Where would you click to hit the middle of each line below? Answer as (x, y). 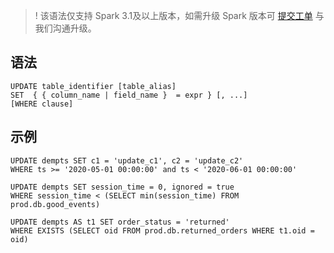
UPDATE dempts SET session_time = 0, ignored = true (122, 187)
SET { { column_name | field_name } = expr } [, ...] (129, 95)
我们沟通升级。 (65, 28)
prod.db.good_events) (55, 204)
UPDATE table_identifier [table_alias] (93, 86)
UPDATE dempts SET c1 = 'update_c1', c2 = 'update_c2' (127, 160)
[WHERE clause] (42, 104)
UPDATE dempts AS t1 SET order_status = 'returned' (120, 222)
